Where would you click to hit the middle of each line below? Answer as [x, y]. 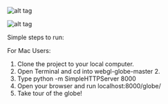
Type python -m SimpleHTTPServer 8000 [76, 79]
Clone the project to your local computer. [76, 64]
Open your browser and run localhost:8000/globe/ [89, 86]
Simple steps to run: [36, 37]
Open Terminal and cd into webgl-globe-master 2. [88, 71]
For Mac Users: [29, 51]
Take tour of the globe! [50, 93]
